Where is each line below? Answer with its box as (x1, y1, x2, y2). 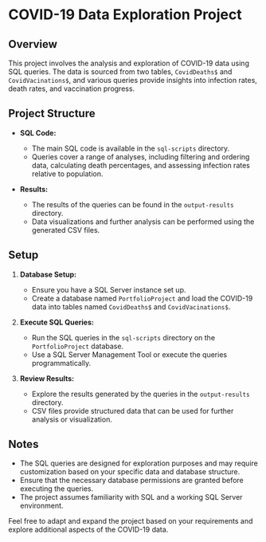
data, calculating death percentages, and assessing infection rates (31, 160, 251, 170)
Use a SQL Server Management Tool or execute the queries (31, 349, 228, 359)
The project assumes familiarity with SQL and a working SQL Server (19, 493, 243, 502)
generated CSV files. (31, 225, 100, 234)
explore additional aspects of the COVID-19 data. (8, 524, 169, 535)
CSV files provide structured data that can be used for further (31, 406, 234, 415)
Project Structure (8, 107, 96, 120)
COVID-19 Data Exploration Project (8, 6, 242, 24)
